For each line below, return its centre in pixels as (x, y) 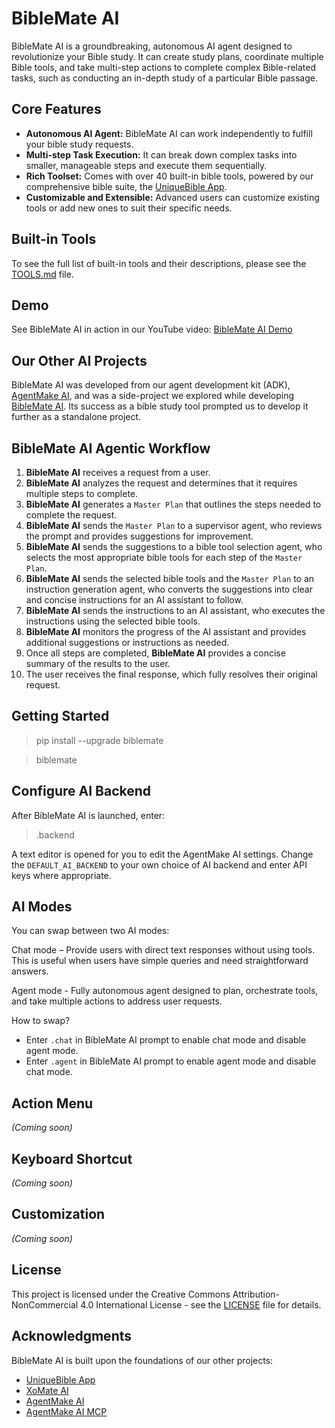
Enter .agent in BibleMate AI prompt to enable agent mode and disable (171, 1061)
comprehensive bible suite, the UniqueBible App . (126, 186)
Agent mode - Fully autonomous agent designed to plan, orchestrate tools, (165, 991)
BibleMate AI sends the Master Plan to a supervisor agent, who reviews (174, 525)
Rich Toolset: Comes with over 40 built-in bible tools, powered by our (169, 176)
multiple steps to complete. (82, 493)
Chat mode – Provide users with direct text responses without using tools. (163, 950)
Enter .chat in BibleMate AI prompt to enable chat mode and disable (166, 1040)
